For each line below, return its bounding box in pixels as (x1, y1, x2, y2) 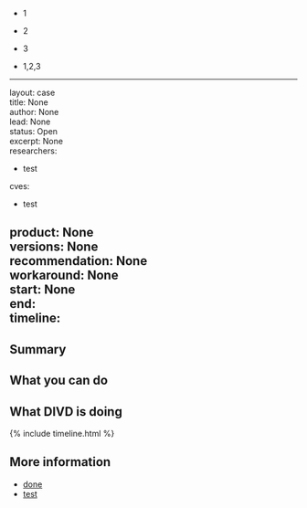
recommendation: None (9, 253, 148, 269)
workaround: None (9, 268, 119, 283)
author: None (9, 107, 59, 117)
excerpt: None (9, 136, 64, 146)
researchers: (9, 145, 58, 156)
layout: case (9, 87, 56, 98)
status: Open (9, 126, 58, 136)
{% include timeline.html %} (9, 428, 115, 439)
